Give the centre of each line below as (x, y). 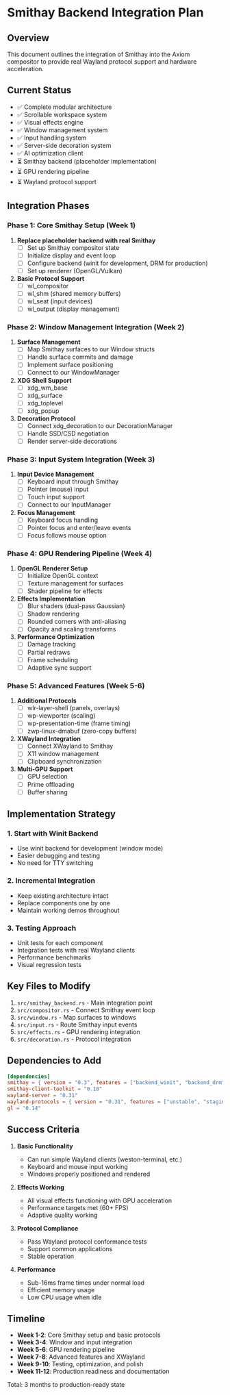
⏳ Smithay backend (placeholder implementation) (87, 161)
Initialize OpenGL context (63, 576)
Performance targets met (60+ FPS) (78, 1207)
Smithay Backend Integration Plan (105, 13)
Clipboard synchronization (64, 762)
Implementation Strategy (62, 814)
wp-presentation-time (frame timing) (79, 723)
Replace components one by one (64, 903)
